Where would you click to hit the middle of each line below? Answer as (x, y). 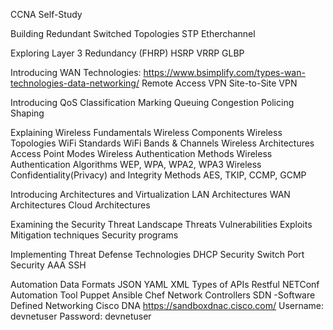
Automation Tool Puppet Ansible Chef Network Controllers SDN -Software (163, 295)
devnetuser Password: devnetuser (81, 316)
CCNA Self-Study (46, 14)
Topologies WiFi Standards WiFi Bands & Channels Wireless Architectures (162, 143)
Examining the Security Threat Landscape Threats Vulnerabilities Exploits (161, 224)
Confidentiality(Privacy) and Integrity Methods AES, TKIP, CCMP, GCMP (158, 175)
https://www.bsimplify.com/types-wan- (224, 72)
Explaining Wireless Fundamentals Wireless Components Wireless (146, 132)
